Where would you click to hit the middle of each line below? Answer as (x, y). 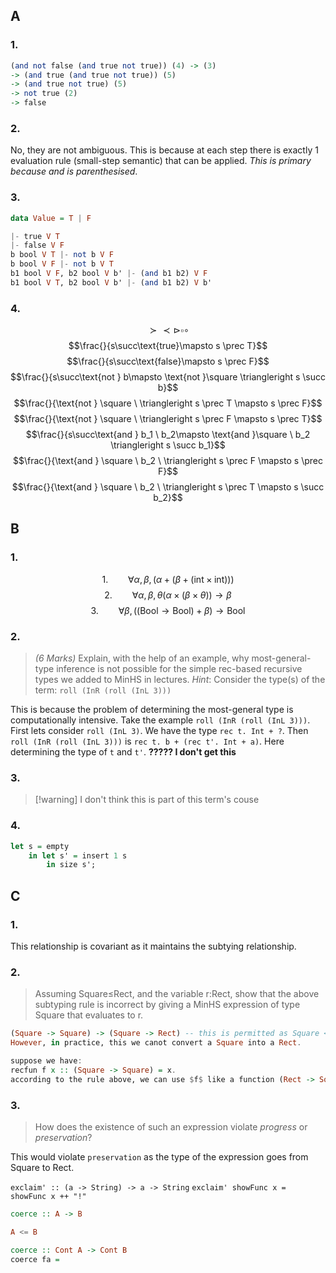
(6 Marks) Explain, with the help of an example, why (142, 658)
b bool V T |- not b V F (62, 255)
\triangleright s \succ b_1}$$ (168, 445)
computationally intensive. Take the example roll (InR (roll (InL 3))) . (160, 720)
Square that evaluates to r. (89, 1015)
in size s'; (71, 865)
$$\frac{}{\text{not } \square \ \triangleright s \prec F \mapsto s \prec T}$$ (168, 419)
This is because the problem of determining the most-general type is (152, 710)
